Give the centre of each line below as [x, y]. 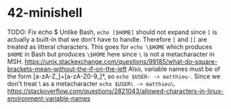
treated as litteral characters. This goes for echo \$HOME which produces [110, 47]
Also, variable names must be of [174, 69]
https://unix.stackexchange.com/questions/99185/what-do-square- [121, 61]
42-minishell [45, 13]
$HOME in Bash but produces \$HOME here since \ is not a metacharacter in [111, 54]
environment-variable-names [49, 98]
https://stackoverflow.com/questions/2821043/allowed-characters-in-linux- [115, 91]
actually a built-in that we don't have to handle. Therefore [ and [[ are [107, 39]
